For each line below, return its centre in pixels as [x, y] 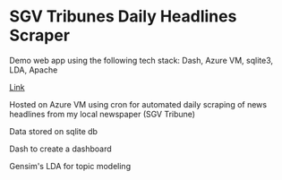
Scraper [39, 35]
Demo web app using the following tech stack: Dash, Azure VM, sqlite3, [141, 60]
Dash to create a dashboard [60, 149]
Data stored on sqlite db [54, 131]
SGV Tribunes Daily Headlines [123, 17]
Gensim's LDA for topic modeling [70, 166]
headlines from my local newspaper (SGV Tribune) [102, 114]
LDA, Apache [34, 70]
